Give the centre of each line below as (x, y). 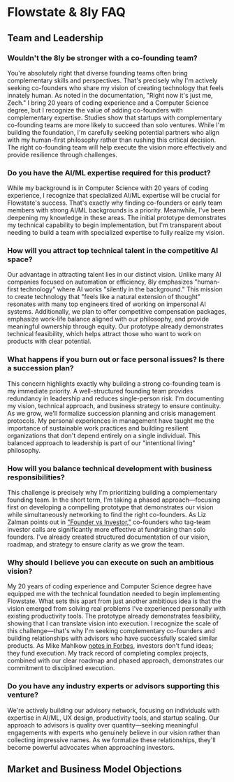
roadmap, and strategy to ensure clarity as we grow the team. (96, 544)
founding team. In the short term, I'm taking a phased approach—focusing (114, 500)
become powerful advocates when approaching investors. (91, 747)
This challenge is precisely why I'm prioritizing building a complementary (112, 493)
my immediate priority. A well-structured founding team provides (100, 391)
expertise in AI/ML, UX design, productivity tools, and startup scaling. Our (114, 718)
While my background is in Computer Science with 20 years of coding (108, 188)
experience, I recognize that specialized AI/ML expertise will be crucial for (114, 196)
